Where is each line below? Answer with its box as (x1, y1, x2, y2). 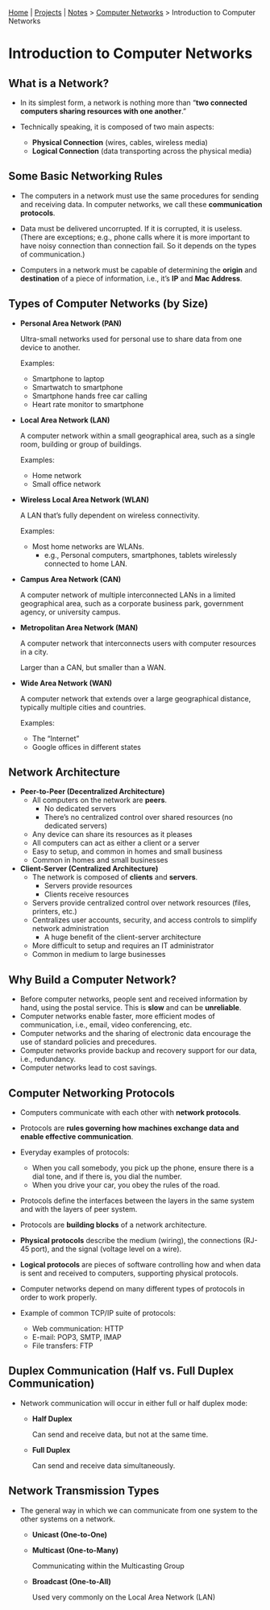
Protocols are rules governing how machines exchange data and (19, 1123, 239, 1133)
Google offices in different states (31, 742, 142, 751)
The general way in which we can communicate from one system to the (19, 1505, 258, 1515)
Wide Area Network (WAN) (19, 678, 113, 688)
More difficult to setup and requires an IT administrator (31, 941, 214, 951)
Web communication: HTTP (31, 1324, 124, 1333)
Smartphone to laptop (31, 373, 105, 383)
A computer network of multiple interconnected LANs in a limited (19, 589, 236, 600)
